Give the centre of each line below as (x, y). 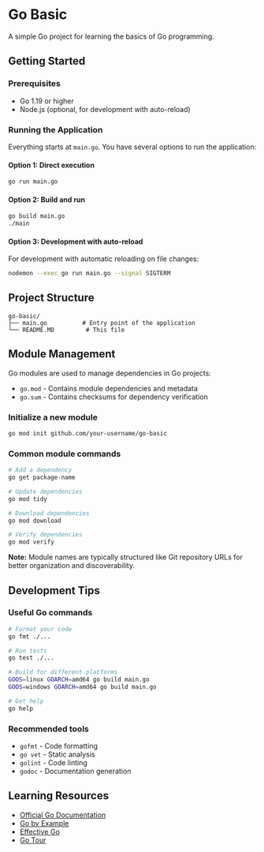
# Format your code (40, 629)
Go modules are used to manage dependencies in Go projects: (110, 373)
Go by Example (44, 823)
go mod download (35, 521)
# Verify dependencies (45, 535)
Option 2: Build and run (46, 200)
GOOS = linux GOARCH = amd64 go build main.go (79, 680)
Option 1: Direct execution (51, 165)
